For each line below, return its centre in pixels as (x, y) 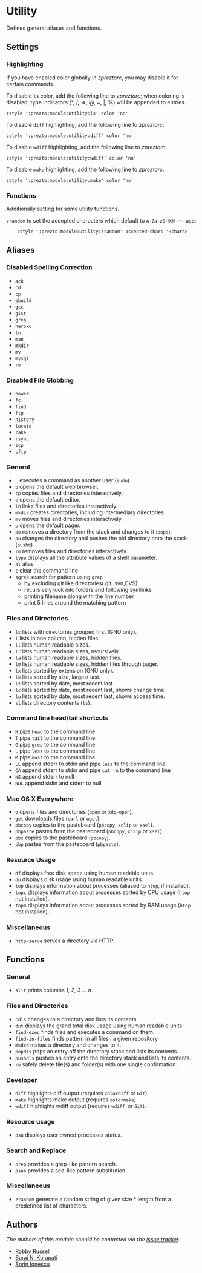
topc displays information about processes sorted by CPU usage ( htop (103, 892)
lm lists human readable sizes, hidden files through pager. (87, 664)
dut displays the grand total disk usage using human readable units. (99, 1026)
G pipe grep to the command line (55, 744)
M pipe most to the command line (55, 757)
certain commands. (30, 84)
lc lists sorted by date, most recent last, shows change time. (90, 690)
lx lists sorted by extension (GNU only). (64, 670)
